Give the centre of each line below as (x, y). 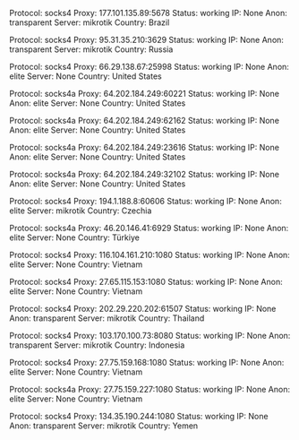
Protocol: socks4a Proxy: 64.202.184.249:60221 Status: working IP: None (145, 94)
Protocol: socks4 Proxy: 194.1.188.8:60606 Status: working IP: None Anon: (145, 201)
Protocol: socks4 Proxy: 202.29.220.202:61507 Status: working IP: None (143, 309)
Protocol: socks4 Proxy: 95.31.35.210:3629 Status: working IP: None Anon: (147, 40)
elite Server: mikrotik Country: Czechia (81, 211)
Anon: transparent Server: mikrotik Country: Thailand (107, 318)
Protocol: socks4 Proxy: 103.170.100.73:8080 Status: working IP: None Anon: (150, 336)
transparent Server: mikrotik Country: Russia (91, 49)
